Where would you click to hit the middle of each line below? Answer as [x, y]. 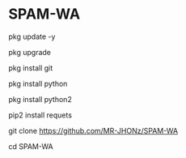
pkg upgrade [30, 52]
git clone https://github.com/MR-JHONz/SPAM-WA [93, 130]
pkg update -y [32, 36]
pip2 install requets [40, 115]
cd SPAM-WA [31, 146]
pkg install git [31, 68]
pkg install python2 [40, 99]
